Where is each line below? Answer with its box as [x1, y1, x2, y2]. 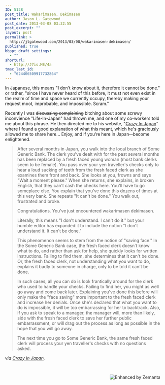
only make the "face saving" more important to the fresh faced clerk [17, 294, 156, 300]
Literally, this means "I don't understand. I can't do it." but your [17, 217, 144, 223]
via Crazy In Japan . [5, 355, 45, 361]
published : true [5, 44, 38, 49]
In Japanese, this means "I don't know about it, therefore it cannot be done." [5, 85, 160, 91]
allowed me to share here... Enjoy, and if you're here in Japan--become [5, 131, 150, 137]
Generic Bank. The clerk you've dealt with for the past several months [17, 151, 159, 157]
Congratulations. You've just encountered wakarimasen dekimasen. [17, 208, 155, 213]
